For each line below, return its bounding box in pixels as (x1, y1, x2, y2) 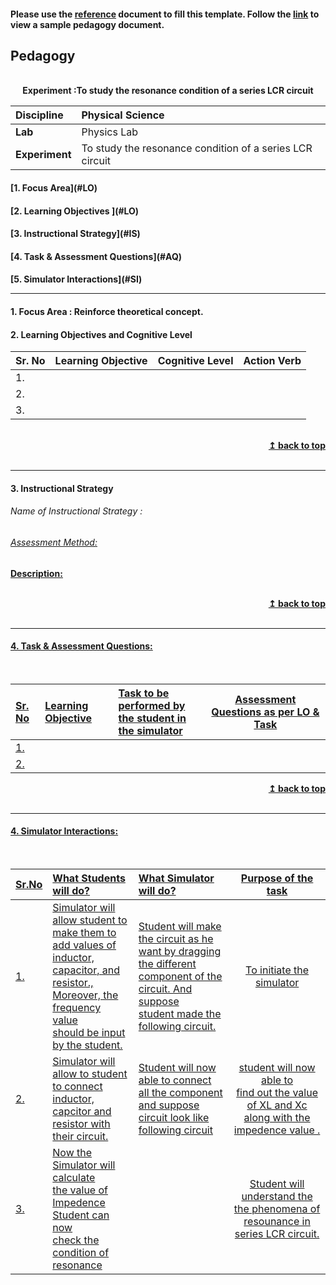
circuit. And (138, 981, 193, 995)
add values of (52, 938, 117, 952)
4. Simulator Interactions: (10, 825, 119, 837)
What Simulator (138, 871, 215, 885)
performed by (118, 698, 186, 712)
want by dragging (138, 944, 222, 958)
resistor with (52, 1116, 111, 1130)
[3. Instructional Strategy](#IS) (10, 228, 141, 240)
